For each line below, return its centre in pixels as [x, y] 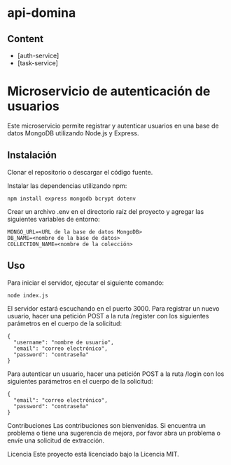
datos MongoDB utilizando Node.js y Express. [73, 133]
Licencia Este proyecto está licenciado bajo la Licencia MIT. [93, 454]
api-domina [42, 13]
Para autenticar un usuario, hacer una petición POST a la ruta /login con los [116, 374]
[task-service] [37, 63]
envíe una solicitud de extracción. [56, 440]
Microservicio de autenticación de [109, 92]
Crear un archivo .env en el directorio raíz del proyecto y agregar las [106, 211]
